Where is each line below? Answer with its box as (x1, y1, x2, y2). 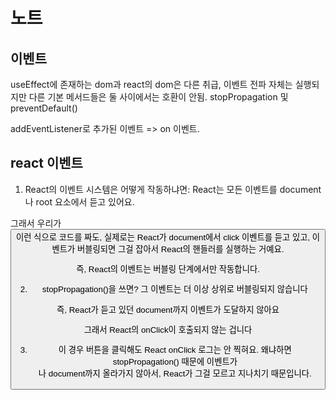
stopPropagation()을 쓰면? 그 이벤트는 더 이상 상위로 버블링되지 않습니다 (41, 284, 308, 295)
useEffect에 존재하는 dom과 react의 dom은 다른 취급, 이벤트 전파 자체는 (10, 79, 293, 90)
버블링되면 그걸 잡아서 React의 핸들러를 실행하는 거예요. (76, 244, 285, 254)
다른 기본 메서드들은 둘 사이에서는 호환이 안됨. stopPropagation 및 (28, 91, 289, 103)
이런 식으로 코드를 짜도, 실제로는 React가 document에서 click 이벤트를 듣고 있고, (15, 232, 311, 243)
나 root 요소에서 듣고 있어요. (24, 195, 135, 208)
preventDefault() (10, 102, 78, 114)
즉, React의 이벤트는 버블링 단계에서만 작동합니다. (76, 264, 260, 275)
